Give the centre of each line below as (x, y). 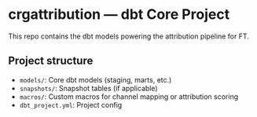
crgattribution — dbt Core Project (119, 15)
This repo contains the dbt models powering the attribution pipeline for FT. (128, 36)
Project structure (51, 61)
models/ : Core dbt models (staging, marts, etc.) (95, 79)
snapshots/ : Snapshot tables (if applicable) (89, 88)
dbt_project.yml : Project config (71, 104)
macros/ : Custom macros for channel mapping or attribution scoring (128, 97)
